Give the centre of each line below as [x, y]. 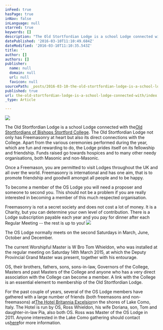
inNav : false [18, 18]
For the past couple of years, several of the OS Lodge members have [74, 292]
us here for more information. [33, 323]
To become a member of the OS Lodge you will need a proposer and [73, 187]
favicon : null [24, 82]
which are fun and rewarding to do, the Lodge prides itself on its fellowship [80, 148]
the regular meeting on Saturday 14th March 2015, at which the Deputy [76, 252]
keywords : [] [18, 32]
